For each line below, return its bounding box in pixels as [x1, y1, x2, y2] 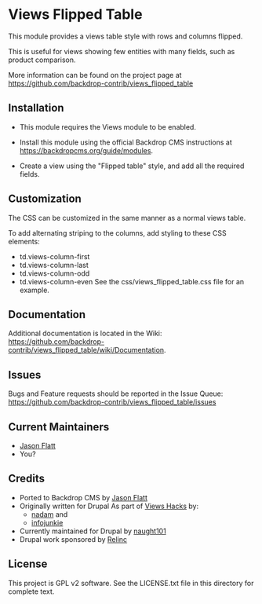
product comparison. [8, 55, 76, 64]
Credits [8, 472, 45, 485]
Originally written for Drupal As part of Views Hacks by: [19, 501, 198, 511]
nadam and [31, 509, 68, 519]
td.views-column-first [19, 251, 90, 261]
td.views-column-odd [19, 269, 90, 278]
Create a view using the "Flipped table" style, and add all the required [19, 161, 245, 170]
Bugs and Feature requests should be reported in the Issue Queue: [8, 389, 224, 398]
